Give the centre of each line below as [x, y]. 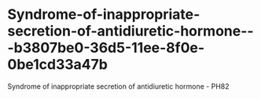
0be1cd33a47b [57, 65]
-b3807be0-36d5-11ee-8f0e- [106, 48]
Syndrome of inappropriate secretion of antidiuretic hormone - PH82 [118, 86]
